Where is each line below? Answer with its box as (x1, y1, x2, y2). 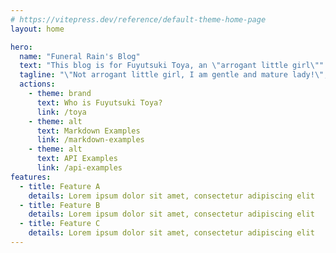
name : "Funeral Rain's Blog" (19, 51, 141, 61)
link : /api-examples (36, 163, 123, 173)
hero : (10, 42, 33, 52)
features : (10, 172, 52, 182)
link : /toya (36, 107, 87, 117)
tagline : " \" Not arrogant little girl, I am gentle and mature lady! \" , (19, 70, 329, 80)
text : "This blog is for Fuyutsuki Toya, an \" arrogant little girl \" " (19, 61, 325, 71)
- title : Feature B (19, 200, 101, 210)
